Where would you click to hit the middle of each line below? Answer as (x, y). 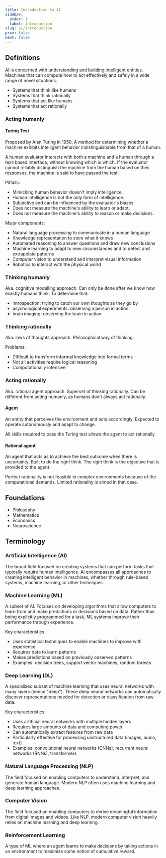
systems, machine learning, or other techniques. (55, 582)
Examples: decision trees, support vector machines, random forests (82, 662)
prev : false (17, 33)
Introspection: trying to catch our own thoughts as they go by (75, 303)
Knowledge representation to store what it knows (63, 238)
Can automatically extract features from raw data (63, 732)
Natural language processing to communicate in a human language (81, 232)
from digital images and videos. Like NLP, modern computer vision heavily (81, 817)
